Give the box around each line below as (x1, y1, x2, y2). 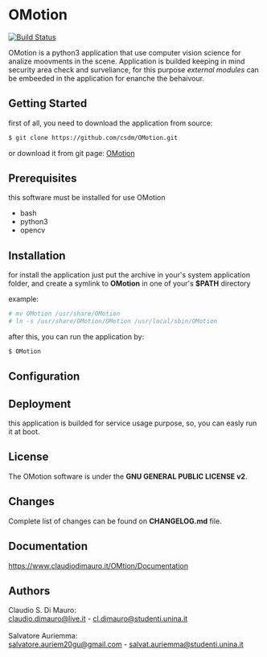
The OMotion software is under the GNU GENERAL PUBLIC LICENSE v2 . (8, 471, 248, 481)
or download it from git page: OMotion (8, 148, 135, 158)
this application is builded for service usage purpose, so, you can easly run (8, 418, 257, 428)
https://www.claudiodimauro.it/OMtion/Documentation (8, 561, 189, 570)
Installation (8, 248, 66, 262)
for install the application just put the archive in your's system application (8, 270, 251, 280)
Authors (8, 584, 51, 597)
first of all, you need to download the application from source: (8, 118, 213, 128)
